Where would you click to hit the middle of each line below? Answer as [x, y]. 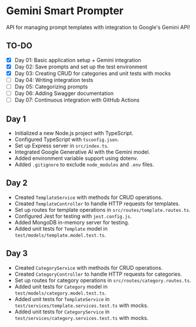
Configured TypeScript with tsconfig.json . [67, 139]
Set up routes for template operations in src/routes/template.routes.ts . [102, 210]
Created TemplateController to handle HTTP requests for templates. [97, 203]
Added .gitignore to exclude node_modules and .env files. [84, 164]
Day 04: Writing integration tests [54, 80]
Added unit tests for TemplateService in [62, 299]
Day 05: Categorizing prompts [51, 86]
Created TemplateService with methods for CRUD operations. [89, 197]
